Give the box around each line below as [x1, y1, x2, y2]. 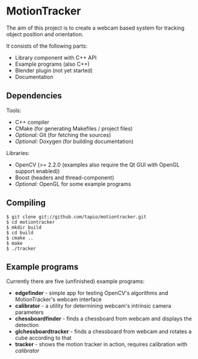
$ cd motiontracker [6, 219, 55, 225]
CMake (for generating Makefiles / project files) [14, 125, 133, 132]
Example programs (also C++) [14, 60, 90, 68]
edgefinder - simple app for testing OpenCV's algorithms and [14, 290, 169, 297]
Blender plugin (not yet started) [14, 66, 93, 74]
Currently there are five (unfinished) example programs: [6, 278, 145, 285]
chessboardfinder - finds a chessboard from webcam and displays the [14, 315, 193, 322]
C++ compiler [14, 118, 49, 125]
